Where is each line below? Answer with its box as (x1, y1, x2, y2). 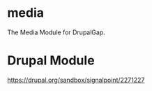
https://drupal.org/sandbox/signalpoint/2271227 (7, 76, 145, 84)
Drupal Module (7, 52, 96, 69)
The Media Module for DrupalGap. (7, 28, 106, 36)
